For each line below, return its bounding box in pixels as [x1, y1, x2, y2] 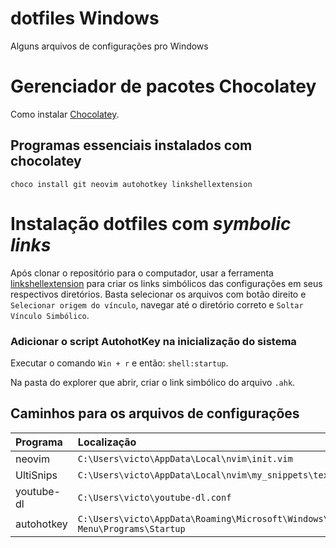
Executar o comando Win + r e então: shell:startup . [10, 357, 229, 369]
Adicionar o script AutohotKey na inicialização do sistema [10, 334, 297, 348]
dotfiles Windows [10, 7, 160, 30]
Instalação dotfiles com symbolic [10, 212, 292, 235]
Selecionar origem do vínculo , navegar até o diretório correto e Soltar [10, 298, 304, 311]
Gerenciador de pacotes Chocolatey [10, 75, 317, 98]
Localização [77, 435, 137, 449]
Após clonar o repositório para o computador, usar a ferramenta [10, 267, 274, 279]
